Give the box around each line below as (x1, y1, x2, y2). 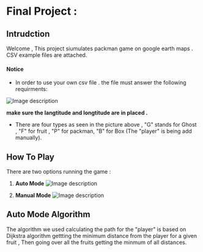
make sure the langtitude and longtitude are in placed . (6, 109, 148, 117)
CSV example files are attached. (6, 51, 87, 59)
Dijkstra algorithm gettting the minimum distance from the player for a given (6, 232, 197, 239)
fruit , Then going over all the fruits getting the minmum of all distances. (6, 239, 187, 246)
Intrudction (6, 29, 50, 39)
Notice (6, 65, 24, 73)
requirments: (15, 86, 48, 93)
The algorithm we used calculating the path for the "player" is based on (6, 225, 186, 233)
